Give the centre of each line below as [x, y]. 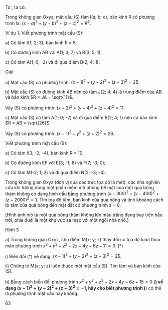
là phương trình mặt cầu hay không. [42, 293]
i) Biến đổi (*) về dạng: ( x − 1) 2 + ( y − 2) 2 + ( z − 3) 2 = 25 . [63, 256]
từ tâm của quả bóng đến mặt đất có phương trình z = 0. [63, 205]
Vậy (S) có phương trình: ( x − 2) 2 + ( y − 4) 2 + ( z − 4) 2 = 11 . [65, 107]
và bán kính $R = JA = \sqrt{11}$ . [39, 97]
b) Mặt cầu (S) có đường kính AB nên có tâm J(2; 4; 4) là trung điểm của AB [83, 92]
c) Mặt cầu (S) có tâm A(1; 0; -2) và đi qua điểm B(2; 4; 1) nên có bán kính [81, 117]
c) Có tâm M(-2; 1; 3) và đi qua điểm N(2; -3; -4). [56, 172]
